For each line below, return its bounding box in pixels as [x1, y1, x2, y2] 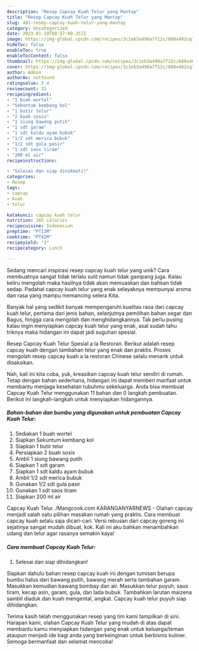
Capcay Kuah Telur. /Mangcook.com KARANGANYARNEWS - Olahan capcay [6, 505, 193, 512]
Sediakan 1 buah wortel [15, 430, 73, 438]
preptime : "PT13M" [6, 229, 52, 235]
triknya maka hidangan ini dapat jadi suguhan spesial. [6, 328, 138, 336]
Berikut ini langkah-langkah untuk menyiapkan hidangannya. [6, 395, 154, 403]
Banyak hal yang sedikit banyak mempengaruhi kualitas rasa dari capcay [6, 303, 184, 310]
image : [6, 36, 23, 42]
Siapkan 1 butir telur [15, 443, 64, 450]
